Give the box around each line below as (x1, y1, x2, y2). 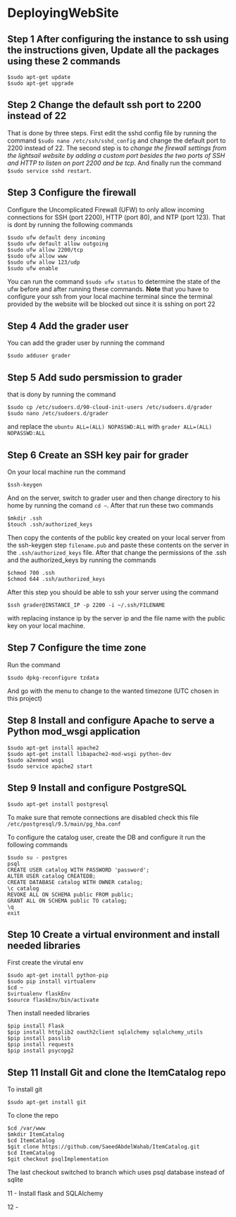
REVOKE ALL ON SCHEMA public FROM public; (7, 891, 134, 898)
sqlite (7, 1175, 23, 1184)
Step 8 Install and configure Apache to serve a (7, 714, 215, 727)
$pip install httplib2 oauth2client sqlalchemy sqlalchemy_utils (7, 1029, 203, 1036)
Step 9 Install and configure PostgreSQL (7, 782, 187, 794)
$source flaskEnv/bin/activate (7, 996, 99, 1004)
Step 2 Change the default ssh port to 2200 (7, 99, 202, 111)
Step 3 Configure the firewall (7, 187, 137, 199)
